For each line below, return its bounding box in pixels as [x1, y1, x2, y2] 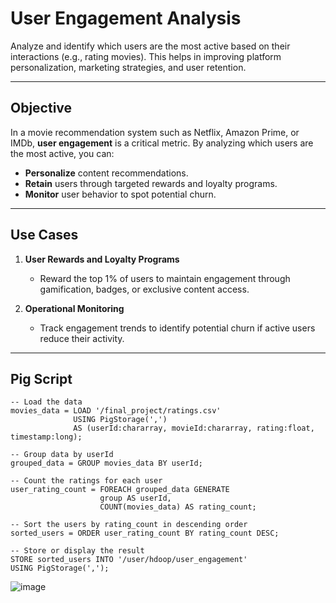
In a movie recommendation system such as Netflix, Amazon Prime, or [10, 126, 300, 138]
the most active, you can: [10, 147, 115, 159]
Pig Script [10, 370, 73, 387]
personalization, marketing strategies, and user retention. [10, 61, 247, 73]
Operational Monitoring [24, 302, 125, 314]
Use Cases [10, 227, 79, 244]
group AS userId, [99, 493, 172, 504]
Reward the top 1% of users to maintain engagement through [39, 272, 291, 284]
